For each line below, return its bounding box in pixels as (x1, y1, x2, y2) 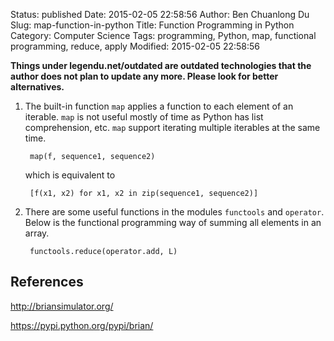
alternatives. (10, 81, 65, 93)
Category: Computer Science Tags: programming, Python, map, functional (10, 30, 317, 41)
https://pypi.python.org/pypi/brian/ (10, 319, 154, 331)
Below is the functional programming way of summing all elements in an (24, 217, 322, 228)
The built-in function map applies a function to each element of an (24, 100, 294, 112)
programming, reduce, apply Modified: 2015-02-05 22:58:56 (10, 40, 260, 52)
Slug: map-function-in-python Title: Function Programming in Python (10, 19, 295, 31)
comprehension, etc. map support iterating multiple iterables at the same (24, 122, 321, 133)
